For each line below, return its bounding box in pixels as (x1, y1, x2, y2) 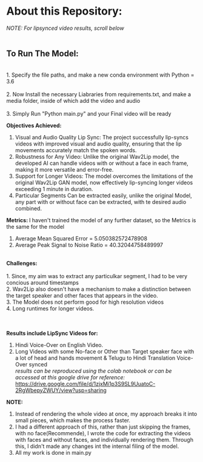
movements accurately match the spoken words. (15, 146, 138, 153)
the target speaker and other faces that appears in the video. (6, 292, 159, 299)
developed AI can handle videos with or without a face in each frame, (15, 159, 189, 167)
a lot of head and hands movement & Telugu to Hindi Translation (15, 354, 176, 362)
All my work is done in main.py (15, 449, 92, 456)
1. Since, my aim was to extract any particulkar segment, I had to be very (6, 272, 188, 279)
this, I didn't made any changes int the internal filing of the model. (15, 443, 179, 450)
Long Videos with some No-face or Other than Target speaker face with (15, 348, 195, 355)
